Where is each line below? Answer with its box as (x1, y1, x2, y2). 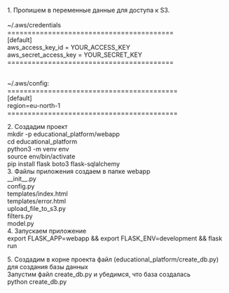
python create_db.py (7, 278, 67, 286)
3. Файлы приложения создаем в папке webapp (7, 168, 151, 175)
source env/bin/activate (7, 152, 76, 161)
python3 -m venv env (7, 145, 69, 153)
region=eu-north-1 (7, 102, 61, 109)
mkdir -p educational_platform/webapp (7, 130, 120, 138)
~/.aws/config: (7, 79, 50, 87)
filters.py (7, 212, 33, 220)
